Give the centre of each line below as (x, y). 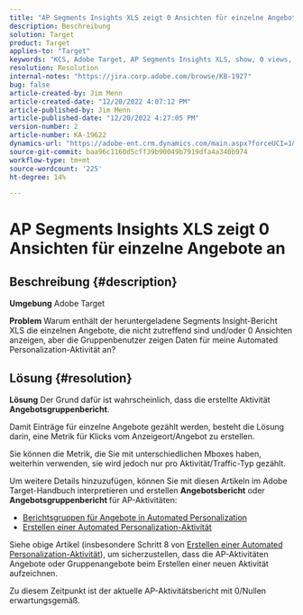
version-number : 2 (44, 127)
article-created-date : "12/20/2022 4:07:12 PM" (101, 101)
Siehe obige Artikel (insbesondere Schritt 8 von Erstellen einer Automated (146, 545)
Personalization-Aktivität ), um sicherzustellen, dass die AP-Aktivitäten (139, 555)
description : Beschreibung (60, 26)
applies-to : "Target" (50, 51)
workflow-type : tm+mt (50, 160)
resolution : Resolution (54, 69)
